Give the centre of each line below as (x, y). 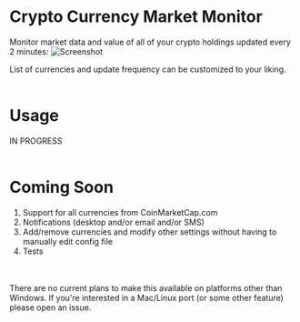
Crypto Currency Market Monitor (136, 17)
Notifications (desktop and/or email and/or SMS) (113, 222)
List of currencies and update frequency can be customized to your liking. (148, 69)
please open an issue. (50, 307)
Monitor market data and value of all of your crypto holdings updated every (150, 42)
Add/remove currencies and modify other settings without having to (150, 231)
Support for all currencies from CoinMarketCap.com (120, 212)
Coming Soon (61, 187)
